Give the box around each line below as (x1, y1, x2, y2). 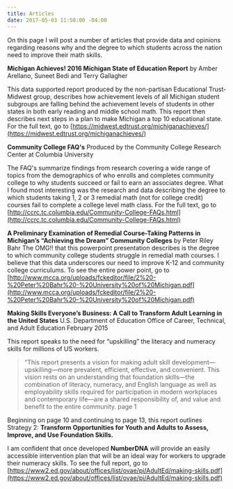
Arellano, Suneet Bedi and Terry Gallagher (7, 71, 128, 80)
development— (171, 358, 216, 366)
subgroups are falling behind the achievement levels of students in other (7, 99, 215, 108)
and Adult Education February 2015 (7, 323, 109, 332)
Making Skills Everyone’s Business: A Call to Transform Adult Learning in (7, 309, 223, 317)
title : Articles (7, 10, 54, 17)
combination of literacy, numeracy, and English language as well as (24, 380, 217, 388)
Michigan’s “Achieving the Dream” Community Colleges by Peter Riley (7, 236, 214, 244)
